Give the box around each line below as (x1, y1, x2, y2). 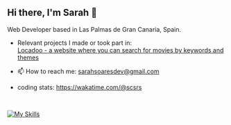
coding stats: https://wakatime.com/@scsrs (17, 83, 142, 91)
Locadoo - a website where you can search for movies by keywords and (17, 46, 224, 54)
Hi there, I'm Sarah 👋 (7, 7, 97, 19)
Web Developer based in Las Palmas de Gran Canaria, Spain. (7, 25, 182, 33)
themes (17, 53, 40, 61)
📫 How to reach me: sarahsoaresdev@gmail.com (17, 67, 160, 75)
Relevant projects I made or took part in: (17, 39, 132, 47)
